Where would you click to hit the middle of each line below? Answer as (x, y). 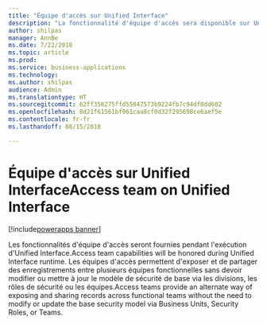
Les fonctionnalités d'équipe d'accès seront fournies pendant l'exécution (128, 245)
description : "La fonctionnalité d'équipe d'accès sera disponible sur (129, 23)
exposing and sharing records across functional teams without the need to (130, 295)
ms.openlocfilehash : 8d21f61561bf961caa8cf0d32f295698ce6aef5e (115, 112)
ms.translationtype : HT (48, 97)
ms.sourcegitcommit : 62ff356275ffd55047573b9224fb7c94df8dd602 (115, 104)
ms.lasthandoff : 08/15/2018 (55, 127)
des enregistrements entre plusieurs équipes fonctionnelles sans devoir (125, 270)
